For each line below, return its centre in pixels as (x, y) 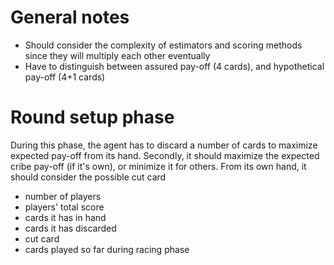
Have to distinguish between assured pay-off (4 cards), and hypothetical (174, 66)
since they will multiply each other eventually (117, 55)
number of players (63, 196)
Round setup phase (92, 117)
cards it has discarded (70, 228)
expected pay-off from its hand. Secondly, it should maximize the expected (165, 155)
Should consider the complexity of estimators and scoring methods (163, 45)
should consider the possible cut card (88, 177)
